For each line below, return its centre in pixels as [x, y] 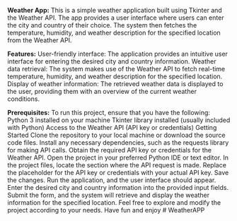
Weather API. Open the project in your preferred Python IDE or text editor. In [118, 157]
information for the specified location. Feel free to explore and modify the [114, 203]
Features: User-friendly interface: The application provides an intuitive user [118, 54]
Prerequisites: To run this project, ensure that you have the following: [109, 113]
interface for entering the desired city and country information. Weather [112, 61]
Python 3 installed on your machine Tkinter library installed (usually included [119, 120]
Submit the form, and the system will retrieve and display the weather [109, 195]
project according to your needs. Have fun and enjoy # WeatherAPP [106, 210]
